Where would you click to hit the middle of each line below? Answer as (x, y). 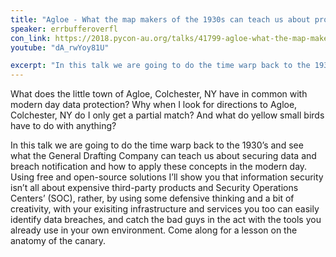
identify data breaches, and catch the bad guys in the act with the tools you (166, 220)
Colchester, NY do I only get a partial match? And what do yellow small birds (167, 115)
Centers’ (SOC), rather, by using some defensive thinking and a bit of (152, 198)
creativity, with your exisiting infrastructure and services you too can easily (165, 209)
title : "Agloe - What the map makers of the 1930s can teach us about (160, 19)
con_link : (31, 38)
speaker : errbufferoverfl (64, 29)
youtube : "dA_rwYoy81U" (60, 47)
